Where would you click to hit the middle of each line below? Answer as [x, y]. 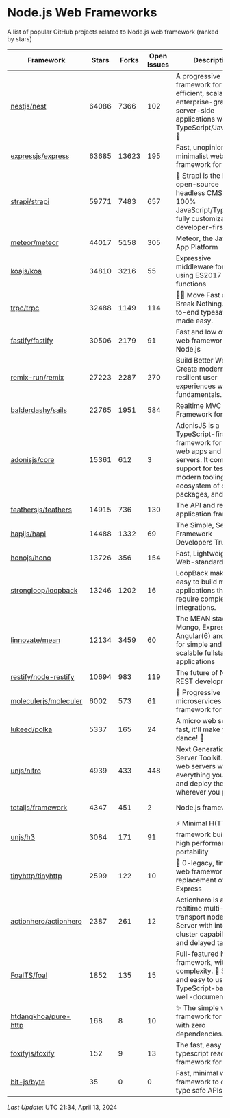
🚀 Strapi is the [198, 175]
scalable [189, 652]
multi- [214, 908]
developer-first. [201, 227]
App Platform [197, 247]
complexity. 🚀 [197, 971]
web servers [195, 766]
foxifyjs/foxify [33, 1053]
